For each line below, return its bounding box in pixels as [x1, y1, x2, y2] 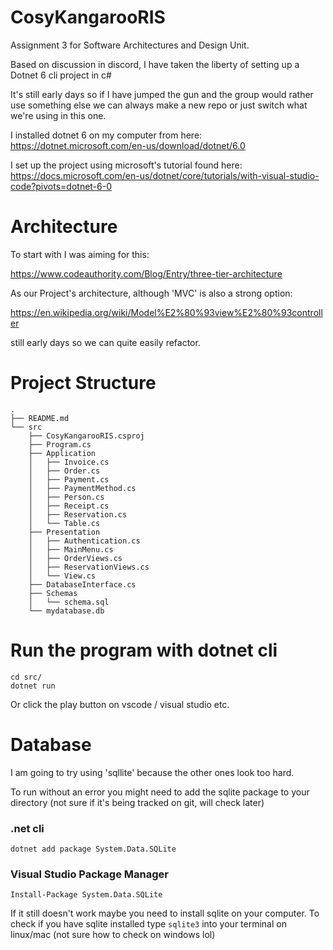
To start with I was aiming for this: [10, 248, 150, 260]
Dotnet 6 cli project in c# [10, 69, 112, 81]
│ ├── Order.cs [28, 466, 101, 476]
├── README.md [10, 413, 70, 423]
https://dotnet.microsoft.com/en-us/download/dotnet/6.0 [10, 139, 246, 151]
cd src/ [10, 672, 43, 682]
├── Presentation [28, 527, 101, 537]
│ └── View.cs [28, 571, 97, 581]
